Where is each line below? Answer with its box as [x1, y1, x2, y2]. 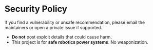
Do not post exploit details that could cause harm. [11, 34, 112, 40]
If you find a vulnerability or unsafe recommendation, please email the [4, 19, 145, 25]
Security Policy [4, 3, 68, 15]
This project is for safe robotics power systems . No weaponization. [11, 39, 149, 45]
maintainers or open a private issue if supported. [4, 24, 102, 30]
